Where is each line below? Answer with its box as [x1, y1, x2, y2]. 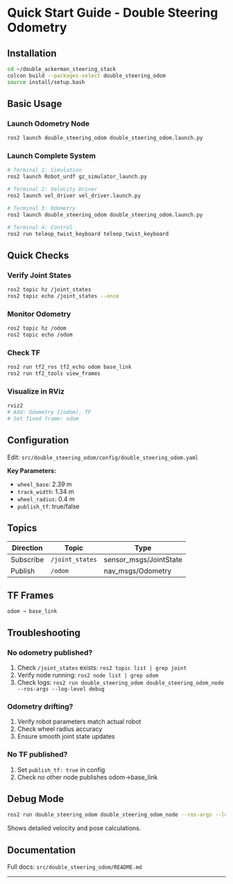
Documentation [7, 844, 76, 856]
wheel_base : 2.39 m [17, 480, 73, 488]
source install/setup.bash [7, 79, 85, 86]
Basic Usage [7, 98, 62, 110]
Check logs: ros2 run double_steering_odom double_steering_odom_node [17, 678, 224, 686]
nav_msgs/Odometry [103, 565, 172, 575]
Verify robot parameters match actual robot [17, 718, 141, 726]
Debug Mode [7, 793, 64, 805]
